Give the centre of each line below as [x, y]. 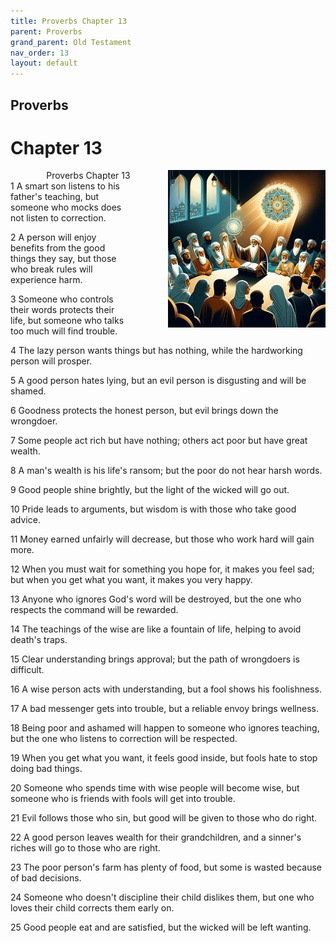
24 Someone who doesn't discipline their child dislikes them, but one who [162, 897]
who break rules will [51, 269]
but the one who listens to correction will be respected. [124, 739]
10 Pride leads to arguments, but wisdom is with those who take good [153, 509]
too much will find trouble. [64, 331]
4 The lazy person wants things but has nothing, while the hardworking [156, 351]
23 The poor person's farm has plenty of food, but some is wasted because [166, 867]
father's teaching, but [55, 197]
